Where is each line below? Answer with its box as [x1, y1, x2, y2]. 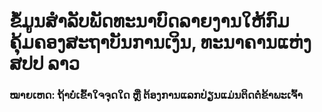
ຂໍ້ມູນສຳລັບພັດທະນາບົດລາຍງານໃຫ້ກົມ [9, 10, 290, 33]
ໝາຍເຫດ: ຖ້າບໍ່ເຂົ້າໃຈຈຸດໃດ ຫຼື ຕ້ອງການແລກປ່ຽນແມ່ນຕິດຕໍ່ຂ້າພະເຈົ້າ [9, 88, 304, 102]
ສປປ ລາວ [9, 53, 81, 75]
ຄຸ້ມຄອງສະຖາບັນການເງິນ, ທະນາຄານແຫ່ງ [9, 31, 312, 54]
